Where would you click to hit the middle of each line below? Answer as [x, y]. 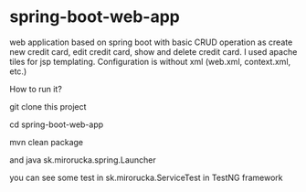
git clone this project [48, 106]
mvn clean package [47, 142]
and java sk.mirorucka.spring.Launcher [83, 160]
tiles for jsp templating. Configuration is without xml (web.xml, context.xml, [150, 61]
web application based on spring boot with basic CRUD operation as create [151, 42]
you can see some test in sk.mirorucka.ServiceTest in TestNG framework [146, 177]
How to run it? [36, 89]
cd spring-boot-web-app [57, 124]
